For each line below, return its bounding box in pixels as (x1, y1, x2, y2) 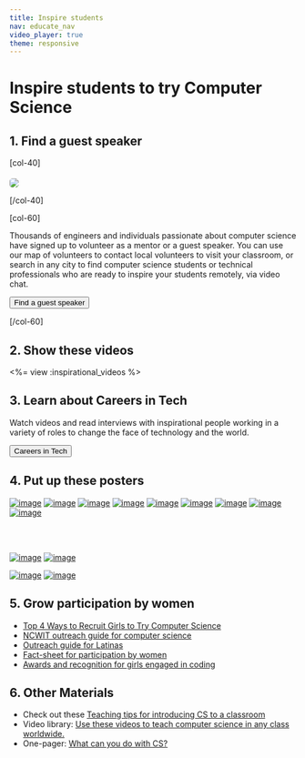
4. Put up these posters (9, 473, 145, 489)
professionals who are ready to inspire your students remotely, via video (9, 269, 280, 280)
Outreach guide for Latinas (22, 639, 124, 651)
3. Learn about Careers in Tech (9, 393, 188, 409)
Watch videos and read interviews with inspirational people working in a (9, 417, 280, 428)
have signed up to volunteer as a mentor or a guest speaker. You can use (9, 240, 284, 251)
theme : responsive (9, 38, 79, 48)
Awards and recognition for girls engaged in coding (22, 659, 216, 670)
